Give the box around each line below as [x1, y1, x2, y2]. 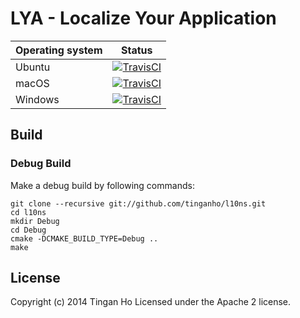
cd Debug [10, 225, 47, 235]
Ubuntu [15, 60, 51, 74]
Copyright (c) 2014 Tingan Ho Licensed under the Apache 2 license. [10, 296, 292, 308]
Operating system [15, 43, 103, 57]
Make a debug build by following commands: [10, 179, 195, 191]
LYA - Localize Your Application [10, 7, 277, 30]
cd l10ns [10, 207, 47, 217]
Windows [15, 92, 60, 106]
